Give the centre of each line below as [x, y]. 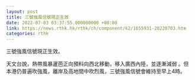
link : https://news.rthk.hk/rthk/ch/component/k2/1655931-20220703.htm [96, 28]
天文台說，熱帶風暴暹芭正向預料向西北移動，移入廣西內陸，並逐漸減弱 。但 [97, 64]
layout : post [22, 12]
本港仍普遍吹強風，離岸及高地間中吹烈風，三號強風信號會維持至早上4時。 [96, 71]
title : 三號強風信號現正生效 [38, 17]
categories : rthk [27, 34]
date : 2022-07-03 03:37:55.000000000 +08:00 [62, 23]
